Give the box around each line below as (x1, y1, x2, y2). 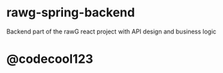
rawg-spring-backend (6, 5, 135, 20)
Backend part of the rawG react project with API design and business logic (6, 27, 217, 35)
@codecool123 (6, 51, 94, 67)
